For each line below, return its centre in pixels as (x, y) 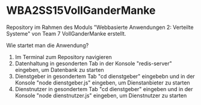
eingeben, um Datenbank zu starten (59, 69)
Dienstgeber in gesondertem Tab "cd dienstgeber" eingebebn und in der (105, 76)
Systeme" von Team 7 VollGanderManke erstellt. (66, 33)
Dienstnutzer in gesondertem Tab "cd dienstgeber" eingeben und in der (104, 89)
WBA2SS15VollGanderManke (81, 11)
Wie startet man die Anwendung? (48, 45)
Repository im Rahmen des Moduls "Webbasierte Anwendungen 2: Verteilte (100, 27)
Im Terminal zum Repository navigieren (63, 57)
